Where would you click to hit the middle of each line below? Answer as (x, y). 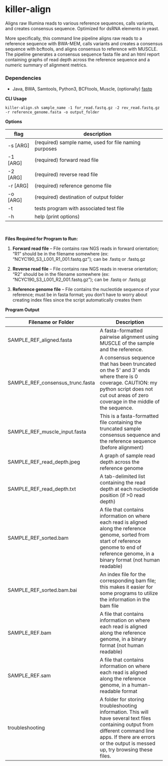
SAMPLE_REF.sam (29, 676)
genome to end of (120, 547)
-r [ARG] (18, 186)
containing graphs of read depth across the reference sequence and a (77, 59)
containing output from (127, 725)
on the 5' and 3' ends (125, 370)
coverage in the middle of (130, 402)
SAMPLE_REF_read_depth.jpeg (44, 462)
